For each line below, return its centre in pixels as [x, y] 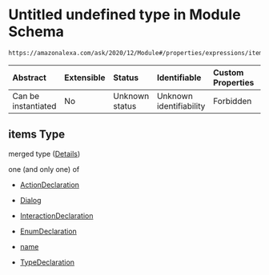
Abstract [29, 78]
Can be [26, 96]
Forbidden [233, 101]
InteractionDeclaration [56, 215]
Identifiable [179, 78]
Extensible [84, 78]
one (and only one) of [44, 169]
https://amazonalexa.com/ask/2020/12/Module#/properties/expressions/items [137, 53]
